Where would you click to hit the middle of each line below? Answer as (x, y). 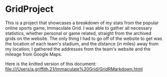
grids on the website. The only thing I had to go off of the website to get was (84, 38)
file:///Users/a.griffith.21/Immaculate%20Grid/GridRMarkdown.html (74, 69)
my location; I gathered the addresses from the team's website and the (78, 49)
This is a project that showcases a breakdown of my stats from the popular (82, 23)
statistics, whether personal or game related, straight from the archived (78, 33)
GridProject (29, 9)
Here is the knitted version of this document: (51, 64)
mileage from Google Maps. (34, 54)
